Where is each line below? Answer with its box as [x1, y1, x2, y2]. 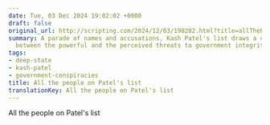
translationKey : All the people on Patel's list [8, 86, 174, 95]
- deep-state [8, 57, 52, 65]
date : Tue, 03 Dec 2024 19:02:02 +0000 [8, 11, 142, 20]
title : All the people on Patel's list [8, 79, 142, 87]
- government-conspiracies [8, 71, 99, 79]
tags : [8, 49, 27, 57]
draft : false [8, 19, 52, 27]
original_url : [8, 26, 56, 34]
